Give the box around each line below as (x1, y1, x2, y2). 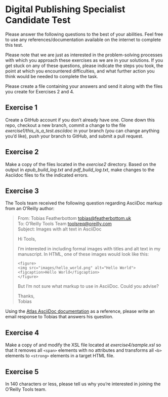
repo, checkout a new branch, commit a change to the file (5, 122, 126, 128)
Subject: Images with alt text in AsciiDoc (17, 226, 102, 232)
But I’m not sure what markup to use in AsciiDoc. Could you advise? (17, 283, 159, 289)
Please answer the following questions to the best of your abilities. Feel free (5, 31, 163, 37)
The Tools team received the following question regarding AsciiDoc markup (5, 200, 163, 206)
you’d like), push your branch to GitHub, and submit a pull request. (5, 133, 144, 139)
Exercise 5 (5, 367, 39, 376)
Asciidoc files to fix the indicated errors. (5, 172, 89, 178)
